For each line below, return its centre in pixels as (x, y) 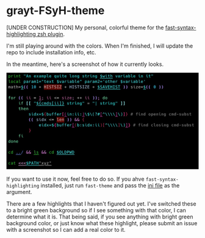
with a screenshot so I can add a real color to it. (66, 230)
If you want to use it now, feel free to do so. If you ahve (75, 179)
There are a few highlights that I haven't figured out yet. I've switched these (101, 204)
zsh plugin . (51, 34)
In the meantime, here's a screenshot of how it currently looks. (85, 64)
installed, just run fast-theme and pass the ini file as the (110, 186)
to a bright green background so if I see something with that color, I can (96, 211)
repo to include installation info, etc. (51, 52)
